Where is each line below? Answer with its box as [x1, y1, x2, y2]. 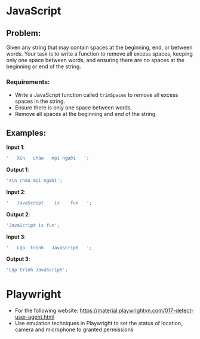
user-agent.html [14, 313, 55, 320]
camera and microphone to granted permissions [14, 326, 134, 333]
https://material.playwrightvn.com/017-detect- [79, 307, 194, 314]
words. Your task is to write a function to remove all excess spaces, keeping [6, 50, 193, 57]
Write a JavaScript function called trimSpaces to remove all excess [14, 91, 179, 99]
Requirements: [6, 78, 50, 86]
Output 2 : [6, 210, 30, 218]
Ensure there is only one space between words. [14, 104, 133, 111]
